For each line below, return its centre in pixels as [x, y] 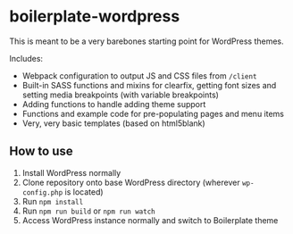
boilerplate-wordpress [95, 17]
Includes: [26, 58]
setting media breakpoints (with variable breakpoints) [120, 95]
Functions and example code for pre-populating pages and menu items [153, 113]
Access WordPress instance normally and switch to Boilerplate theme [150, 220]
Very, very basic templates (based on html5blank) [113, 123]
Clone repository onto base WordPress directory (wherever [131, 182]
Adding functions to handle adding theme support [114, 104]
